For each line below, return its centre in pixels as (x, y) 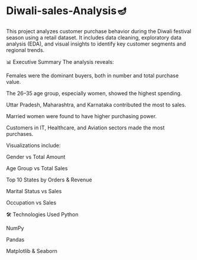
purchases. (20, 134)
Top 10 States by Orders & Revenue (49, 180)
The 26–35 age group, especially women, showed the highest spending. (94, 93)
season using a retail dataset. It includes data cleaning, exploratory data (94, 37)
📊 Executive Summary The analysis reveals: (60, 61)
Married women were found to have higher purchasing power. (81, 116)
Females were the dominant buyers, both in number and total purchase (93, 75)
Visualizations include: (33, 145)
